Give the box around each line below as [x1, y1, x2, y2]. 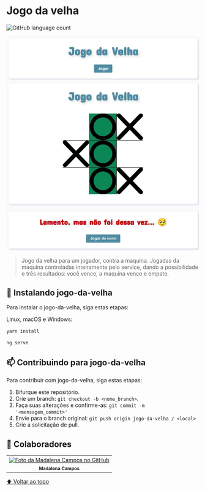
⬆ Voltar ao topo [6, 478, 50, 485]
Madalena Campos [39, 465, 80, 471]
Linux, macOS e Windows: [6, 315, 73, 323]
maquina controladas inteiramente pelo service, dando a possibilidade [21, 263, 199, 271]
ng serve [6, 340, 29, 346]
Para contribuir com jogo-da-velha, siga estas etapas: [6, 377, 143, 384]
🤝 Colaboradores [6, 439, 72, 449]
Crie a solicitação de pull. [15, 421, 80, 428]
